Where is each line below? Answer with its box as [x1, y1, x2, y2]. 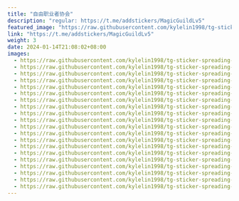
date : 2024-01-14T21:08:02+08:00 [7, 43, 107, 51]
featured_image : [7, 24, 55, 31]
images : [7, 51, 31, 58]
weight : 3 [7, 37, 37, 44]
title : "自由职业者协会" [7, 10, 73, 18]
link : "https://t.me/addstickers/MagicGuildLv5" [7, 30, 154, 38]
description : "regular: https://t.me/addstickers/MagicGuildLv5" [7, 17, 205, 24]
